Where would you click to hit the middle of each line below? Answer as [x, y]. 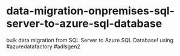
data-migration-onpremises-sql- [91, 11]
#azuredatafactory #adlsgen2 [43, 46]
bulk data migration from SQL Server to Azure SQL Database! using [90, 40]
